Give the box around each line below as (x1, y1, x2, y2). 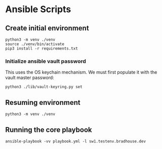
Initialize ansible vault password (5, 57, 86, 64)
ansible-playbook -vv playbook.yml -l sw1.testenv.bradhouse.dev (5, 138, 146, 144)
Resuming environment (5, 98, 80, 107)
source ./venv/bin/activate (5, 42, 65, 47)
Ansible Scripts (5, 4, 71, 15)
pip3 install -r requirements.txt (5, 46, 78, 51)
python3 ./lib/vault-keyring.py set (5, 85, 83, 90)
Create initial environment (5, 24, 90, 32)
